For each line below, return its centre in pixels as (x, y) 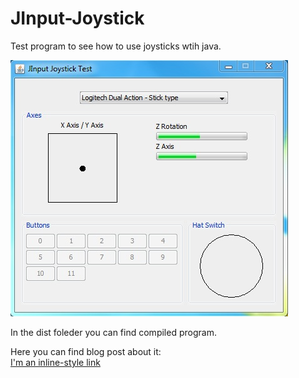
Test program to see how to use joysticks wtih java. (116, 46)
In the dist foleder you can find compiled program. (113, 332)
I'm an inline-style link (55, 362)
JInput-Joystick (77, 18)
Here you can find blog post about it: (86, 351)
